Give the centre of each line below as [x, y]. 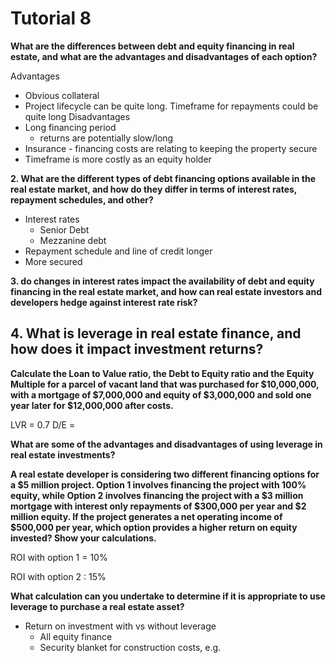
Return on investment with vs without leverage [120, 626]
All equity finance [76, 636]
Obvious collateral [62, 95]
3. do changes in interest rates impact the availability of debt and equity [162, 281]
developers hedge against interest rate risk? [104, 302]
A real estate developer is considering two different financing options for [165, 474]
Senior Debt [64, 229]
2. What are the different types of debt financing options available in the [163, 178]
